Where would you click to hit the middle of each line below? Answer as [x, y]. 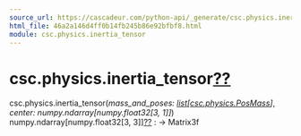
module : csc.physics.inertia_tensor [77, 34]
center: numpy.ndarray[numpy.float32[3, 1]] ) [92, 113]
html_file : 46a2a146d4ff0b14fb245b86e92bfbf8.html [106, 26]
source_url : [31, 17]
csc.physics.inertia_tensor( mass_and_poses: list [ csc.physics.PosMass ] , [142, 103]
